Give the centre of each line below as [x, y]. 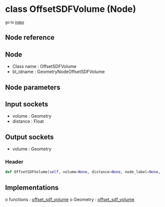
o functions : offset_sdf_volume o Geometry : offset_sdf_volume [70, 200]
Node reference [30, 37]
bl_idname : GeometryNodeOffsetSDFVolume [58, 72]
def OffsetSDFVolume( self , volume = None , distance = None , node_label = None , [83, 172]
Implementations [32, 187]
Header [14, 162]
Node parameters [33, 87]
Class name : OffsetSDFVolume [44, 67]
